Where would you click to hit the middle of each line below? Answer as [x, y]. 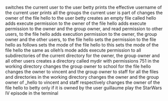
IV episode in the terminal [32, 93]
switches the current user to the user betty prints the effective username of [84, 7]
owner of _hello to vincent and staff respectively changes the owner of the [83, 82]
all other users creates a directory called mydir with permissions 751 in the [82, 61]
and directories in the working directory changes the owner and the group [82, 77]
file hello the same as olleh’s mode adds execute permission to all [73, 50]
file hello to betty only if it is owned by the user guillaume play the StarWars [84, 88]
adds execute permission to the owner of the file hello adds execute [76, 23]
